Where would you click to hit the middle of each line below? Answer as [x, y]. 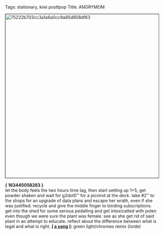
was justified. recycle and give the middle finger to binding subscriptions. [79, 206]
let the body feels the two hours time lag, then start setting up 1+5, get [75, 190]
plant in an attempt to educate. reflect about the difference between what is [81, 221]
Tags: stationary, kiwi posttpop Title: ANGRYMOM [55, 7]
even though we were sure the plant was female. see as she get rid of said [80, 216]
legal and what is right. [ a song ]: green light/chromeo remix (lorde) [73, 226]
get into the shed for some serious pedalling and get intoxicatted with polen [81, 211]
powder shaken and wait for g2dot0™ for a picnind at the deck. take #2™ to [80, 195]
